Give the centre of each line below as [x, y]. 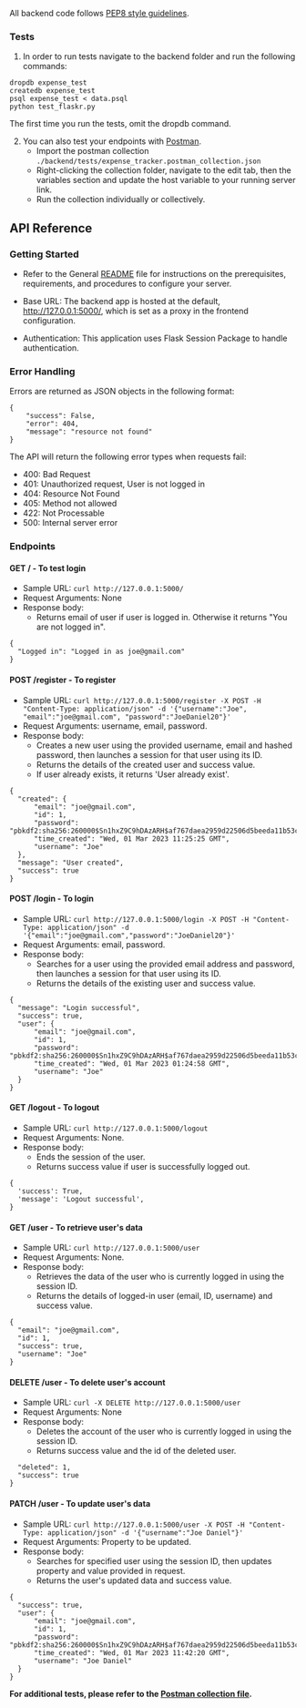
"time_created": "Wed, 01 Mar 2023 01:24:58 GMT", [132, 1064]
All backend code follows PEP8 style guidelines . [99, 13]
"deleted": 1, [44, 1468]
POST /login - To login [51, 899]
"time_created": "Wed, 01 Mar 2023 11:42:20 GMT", [132, 1652]
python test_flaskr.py [52, 107]
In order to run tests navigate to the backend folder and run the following [159, 56]
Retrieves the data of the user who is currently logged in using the [160, 1277]
